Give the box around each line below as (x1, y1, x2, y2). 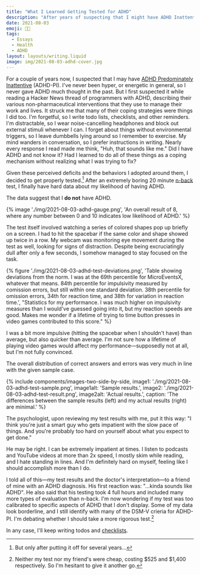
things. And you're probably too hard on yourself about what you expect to (6, 428, 189, 435)
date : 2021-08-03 (6, 20, 49, 26)
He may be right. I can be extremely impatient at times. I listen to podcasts (6, 445, 189, 453)
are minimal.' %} (6, 404, 46, 411)
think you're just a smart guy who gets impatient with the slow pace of (6, 422, 179, 429)
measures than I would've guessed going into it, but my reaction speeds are (6, 305, 192, 312)
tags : (6, 31, 20, 37)
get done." (6, 434, 32, 441)
